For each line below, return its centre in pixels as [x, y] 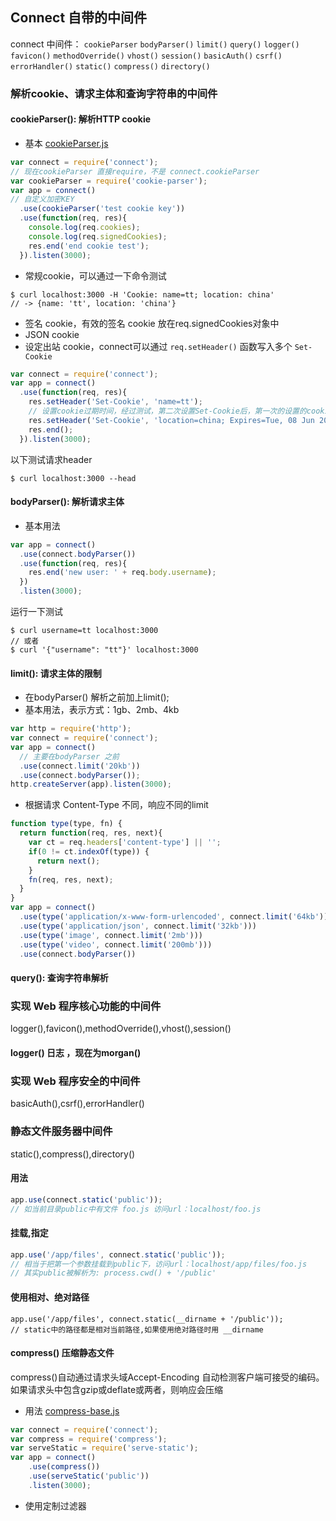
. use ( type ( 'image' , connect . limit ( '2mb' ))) [111, 935]
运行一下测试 [36, 612]
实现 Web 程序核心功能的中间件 [86, 1006]
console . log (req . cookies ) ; [84, 228]
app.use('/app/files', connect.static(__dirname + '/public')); [147, 1319]
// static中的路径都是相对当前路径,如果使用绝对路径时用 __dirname [137, 1329]
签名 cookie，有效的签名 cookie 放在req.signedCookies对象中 [152, 323]
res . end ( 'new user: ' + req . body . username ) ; [122, 573]
